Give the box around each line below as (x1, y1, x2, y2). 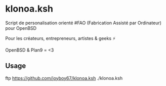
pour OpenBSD (5, 25, 37, 31)
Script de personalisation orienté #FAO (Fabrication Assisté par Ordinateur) (5, 20, 162, 26)
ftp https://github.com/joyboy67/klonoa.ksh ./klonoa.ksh (5, 75, 123, 81)
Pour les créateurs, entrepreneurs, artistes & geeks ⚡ (5, 35, 116, 41)
